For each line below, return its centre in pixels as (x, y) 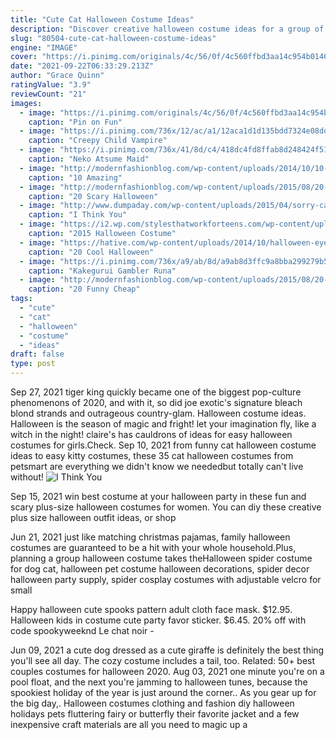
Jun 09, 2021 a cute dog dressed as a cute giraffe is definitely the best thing (167, 650)
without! (27, 477)
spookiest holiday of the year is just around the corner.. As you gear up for (163, 692)
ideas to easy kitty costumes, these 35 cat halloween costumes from (152, 455)
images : (26, 103)
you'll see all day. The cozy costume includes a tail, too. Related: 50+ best (163, 660)
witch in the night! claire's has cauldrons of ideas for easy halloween (151, 434)
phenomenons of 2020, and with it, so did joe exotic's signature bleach (156, 402)
